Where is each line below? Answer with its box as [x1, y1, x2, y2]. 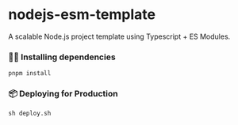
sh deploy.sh [8, 109, 52, 117]
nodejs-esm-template [8, 6, 156, 24]
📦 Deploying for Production [8, 89, 118, 100]
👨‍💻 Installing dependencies [8, 51, 117, 62]
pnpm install [8, 70, 52, 78]
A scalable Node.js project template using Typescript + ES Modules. [8, 32, 231, 41]
